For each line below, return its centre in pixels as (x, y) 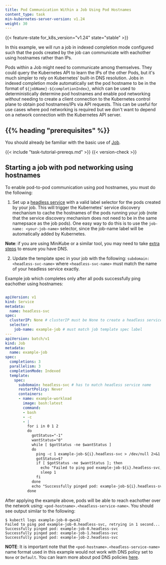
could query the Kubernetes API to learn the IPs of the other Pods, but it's (80, 73)
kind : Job (15, 343)
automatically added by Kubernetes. (49, 234)
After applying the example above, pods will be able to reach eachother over (83, 500)
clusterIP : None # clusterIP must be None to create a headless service (86, 320)
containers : (30, 394)
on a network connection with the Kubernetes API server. (63, 115)
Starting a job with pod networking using (69, 167)
